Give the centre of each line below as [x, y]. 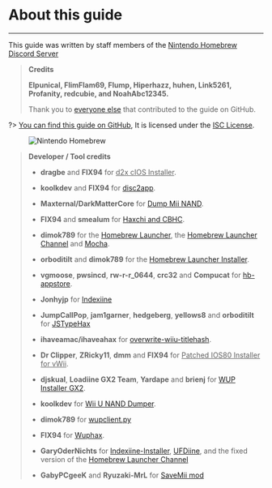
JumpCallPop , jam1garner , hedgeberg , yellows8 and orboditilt [147, 315]
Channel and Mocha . [75, 243]
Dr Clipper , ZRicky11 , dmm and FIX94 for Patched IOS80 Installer [150, 355]
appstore [55, 283]
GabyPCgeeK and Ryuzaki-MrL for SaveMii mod [122, 475]
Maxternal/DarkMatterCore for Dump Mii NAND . [122, 203]
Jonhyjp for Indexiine [76, 299]
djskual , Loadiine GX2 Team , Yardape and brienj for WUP [138, 379]
